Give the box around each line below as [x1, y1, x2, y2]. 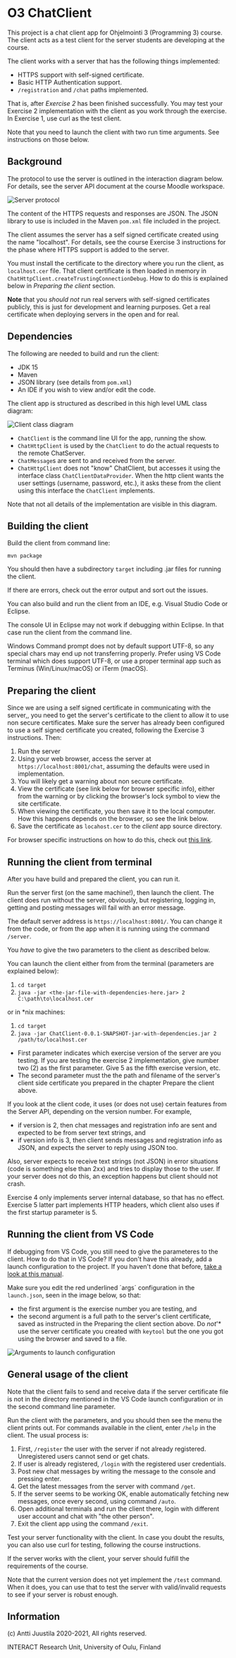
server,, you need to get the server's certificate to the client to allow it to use [7, 711, 229, 719]
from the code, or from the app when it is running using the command [7, 924, 210, 933]
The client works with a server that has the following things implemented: [7, 56, 221, 65]
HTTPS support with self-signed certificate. [17, 70, 144, 79]
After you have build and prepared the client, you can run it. [7, 875, 180, 883]
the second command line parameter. [7, 1402, 116, 1411]
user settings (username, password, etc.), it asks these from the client [17, 478, 221, 487]
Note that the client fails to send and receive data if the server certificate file [7, 1387, 229, 1396]
